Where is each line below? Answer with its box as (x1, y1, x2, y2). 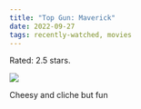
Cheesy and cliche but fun (9, 90, 108, 101)
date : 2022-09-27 (9, 22, 76, 31)
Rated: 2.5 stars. (9, 55, 71, 66)
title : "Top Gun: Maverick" (9, 13, 116, 23)
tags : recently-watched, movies (9, 30, 132, 39)
